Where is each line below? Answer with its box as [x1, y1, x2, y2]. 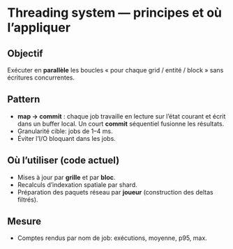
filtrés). [17, 195, 38, 204]
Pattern [7, 93, 40, 105]
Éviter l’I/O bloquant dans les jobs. [17, 134, 116, 142]
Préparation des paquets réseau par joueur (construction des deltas [17, 188, 214, 196]
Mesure [7, 216, 42, 227]
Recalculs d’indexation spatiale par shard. [17, 180, 137, 189]
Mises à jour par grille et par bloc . [17, 173, 116, 181]
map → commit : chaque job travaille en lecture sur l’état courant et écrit [17, 112, 226, 120]
